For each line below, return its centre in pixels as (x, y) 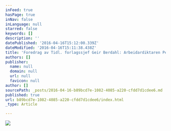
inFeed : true (19, 10)
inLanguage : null (24, 24)
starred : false (21, 29)
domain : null (24, 72)
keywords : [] (19, 34)
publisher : (17, 62)
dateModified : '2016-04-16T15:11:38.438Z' (51, 48)
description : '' (22, 39)
